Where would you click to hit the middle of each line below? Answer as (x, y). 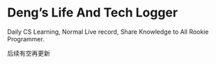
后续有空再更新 (29, 53)
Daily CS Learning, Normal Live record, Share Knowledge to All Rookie (108, 32)
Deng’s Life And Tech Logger (93, 13)
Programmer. (26, 39)
